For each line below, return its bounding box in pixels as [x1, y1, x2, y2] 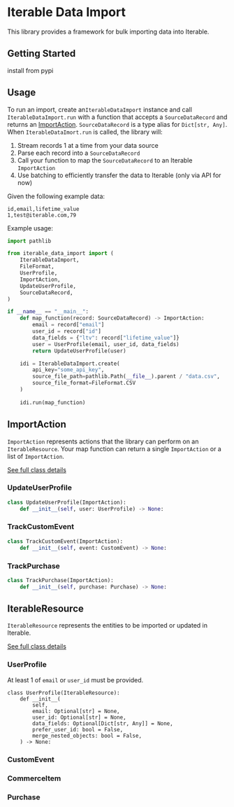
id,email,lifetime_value [7, 205, 80, 212]
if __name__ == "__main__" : [7, 308, 89, 315]
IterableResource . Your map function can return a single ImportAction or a [7, 444, 221, 453]
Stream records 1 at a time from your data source [17, 141, 159, 149]
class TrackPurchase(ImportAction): [7, 577, 114, 584]
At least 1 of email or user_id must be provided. [7, 675, 144, 684]
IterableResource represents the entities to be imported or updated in [7, 621, 208, 630]
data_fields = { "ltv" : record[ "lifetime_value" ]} [32, 334, 180, 341]
